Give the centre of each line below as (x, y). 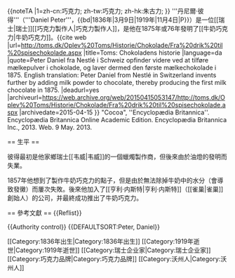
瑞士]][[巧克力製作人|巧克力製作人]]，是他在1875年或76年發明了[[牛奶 (115, 28)
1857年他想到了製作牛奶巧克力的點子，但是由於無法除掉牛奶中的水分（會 (112, 180)
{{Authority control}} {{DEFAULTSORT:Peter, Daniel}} (83, 227)
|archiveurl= (25, 97)
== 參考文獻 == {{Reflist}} (45, 213)
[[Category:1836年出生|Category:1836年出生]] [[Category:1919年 (101, 241)
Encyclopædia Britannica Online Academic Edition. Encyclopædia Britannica (117, 120)
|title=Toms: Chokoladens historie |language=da (153, 53)
